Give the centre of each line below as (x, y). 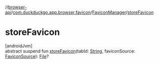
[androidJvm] (19, 46)
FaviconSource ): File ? (27, 56)
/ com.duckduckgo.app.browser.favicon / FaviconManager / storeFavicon (82, 12)
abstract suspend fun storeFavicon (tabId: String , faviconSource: (70, 51)
